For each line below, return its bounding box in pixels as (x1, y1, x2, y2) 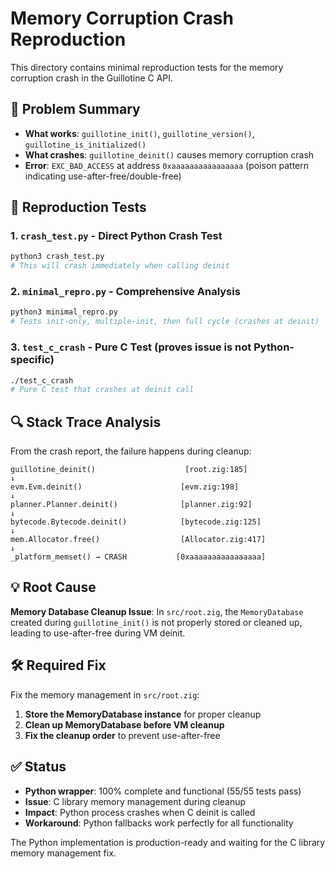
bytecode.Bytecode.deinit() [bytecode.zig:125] (10, 517, 262, 527)
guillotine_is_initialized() (24, 140, 147, 150)
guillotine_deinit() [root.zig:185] (10, 465, 248, 475)
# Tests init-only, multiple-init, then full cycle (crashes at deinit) (10, 317, 320, 327)
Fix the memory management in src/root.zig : (10, 688, 200, 701)
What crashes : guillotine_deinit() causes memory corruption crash (24, 148, 315, 161)
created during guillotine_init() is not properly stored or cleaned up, (10, 616, 303, 628)
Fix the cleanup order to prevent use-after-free (24, 729, 221, 741)
